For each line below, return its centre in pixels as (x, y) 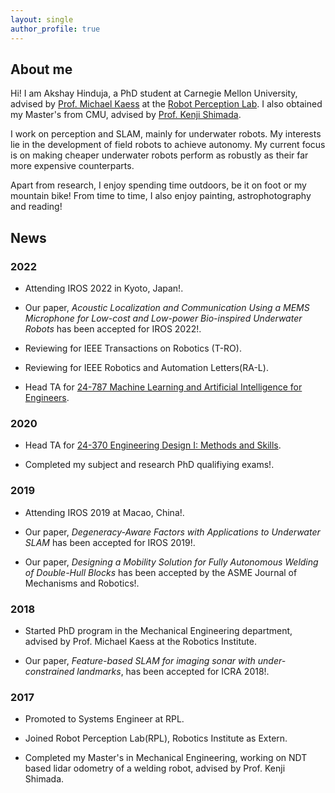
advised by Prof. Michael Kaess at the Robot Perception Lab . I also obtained (166, 104)
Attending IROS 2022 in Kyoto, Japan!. (104, 288)
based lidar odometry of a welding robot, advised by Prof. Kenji (155, 768)
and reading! (36, 207)
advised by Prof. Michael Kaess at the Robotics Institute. (140, 641)
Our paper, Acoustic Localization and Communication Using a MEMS (167, 307)
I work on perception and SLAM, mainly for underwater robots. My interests (166, 134)
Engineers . (47, 397)
